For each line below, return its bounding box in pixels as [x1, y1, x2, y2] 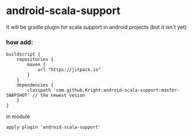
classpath [27, 87, 51, 93]
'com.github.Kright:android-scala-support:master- [53, 87, 180, 93]
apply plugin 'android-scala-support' [6, 124, 101, 130]
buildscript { [6, 52, 41, 57]
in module [6, 113, 31, 120]
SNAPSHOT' [6, 93, 31, 98]
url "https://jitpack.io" [37, 67, 101, 73]
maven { [27, 62, 46, 68]
